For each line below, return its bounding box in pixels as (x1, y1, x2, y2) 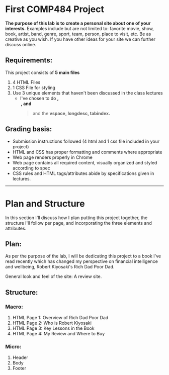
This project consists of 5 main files (5, 69, 80, 75)
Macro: (5, 303, 24, 310)
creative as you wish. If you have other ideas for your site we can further (5, 36, 156, 42)
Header (12, 354, 29, 360)
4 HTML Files (12, 79, 41, 85)
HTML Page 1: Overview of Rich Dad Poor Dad (12, 315, 109, 320)
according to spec (12, 165, 50, 171)
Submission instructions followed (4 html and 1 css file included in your (12, 138, 160, 144)
